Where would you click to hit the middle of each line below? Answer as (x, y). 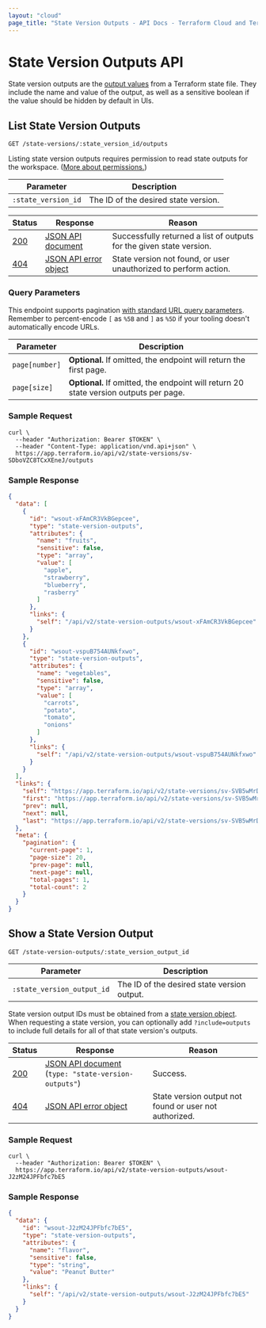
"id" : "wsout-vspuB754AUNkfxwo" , (84, 651)
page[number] (37, 364)
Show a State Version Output (81, 934)
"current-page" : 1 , (61, 850)
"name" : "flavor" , (59, 1250)
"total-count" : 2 (58, 887)
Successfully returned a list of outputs (183, 236)
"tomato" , (60, 718)
